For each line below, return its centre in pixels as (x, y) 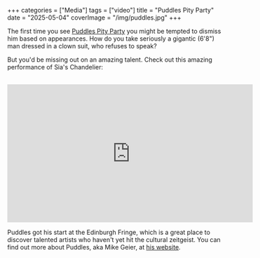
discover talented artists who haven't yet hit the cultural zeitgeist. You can (114, 240)
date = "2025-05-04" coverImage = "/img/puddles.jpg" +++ (95, 18)
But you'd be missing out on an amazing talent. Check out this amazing (110, 60)
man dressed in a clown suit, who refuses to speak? (82, 46)
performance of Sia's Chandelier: (55, 67)
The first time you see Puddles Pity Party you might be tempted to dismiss (114, 31)
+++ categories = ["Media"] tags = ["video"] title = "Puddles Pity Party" (111, 10)
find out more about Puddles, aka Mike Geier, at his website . (94, 247)
